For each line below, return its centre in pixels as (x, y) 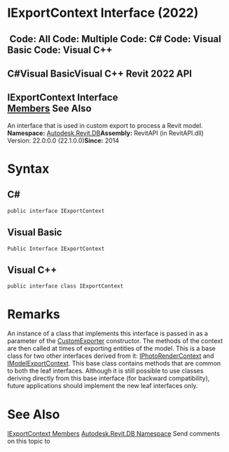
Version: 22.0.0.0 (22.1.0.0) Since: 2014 (63, 140)
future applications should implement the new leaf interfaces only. (103, 386)
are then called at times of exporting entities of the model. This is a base (111, 349)
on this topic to (29, 441)
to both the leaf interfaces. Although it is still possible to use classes (105, 371)
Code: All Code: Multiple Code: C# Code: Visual (116, 39)
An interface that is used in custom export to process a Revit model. (105, 125)
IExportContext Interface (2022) (103, 13)
